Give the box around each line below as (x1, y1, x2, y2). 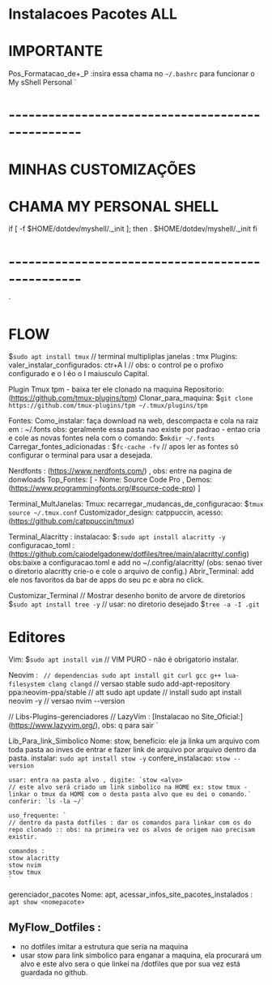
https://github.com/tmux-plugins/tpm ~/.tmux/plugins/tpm (8, 402, 208, 410)
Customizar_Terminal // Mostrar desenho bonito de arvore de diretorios (8, 591, 245, 601)
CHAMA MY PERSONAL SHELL (8, 197, 219, 216)
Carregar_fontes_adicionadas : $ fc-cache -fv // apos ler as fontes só (8, 442, 239, 452)
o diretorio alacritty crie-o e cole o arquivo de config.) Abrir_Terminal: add (8, 567, 254, 576)
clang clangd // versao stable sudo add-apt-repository (48, 679, 231, 689)
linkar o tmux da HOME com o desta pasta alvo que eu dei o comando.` (8, 790, 252, 799)
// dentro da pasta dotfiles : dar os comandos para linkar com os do (8, 819, 252, 827)
